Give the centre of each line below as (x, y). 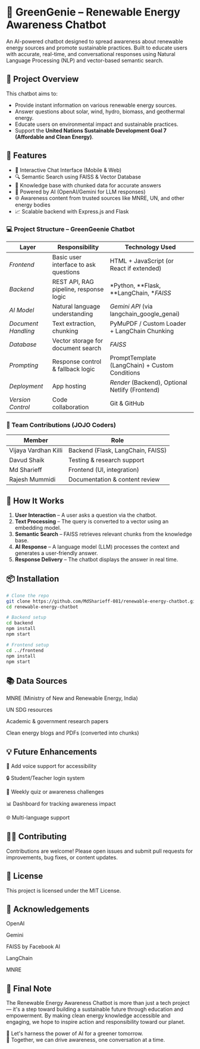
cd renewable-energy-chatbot (42, 607)
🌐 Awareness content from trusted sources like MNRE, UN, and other (99, 198)
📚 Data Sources (37, 681)
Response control (77, 362)
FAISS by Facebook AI (33, 947)
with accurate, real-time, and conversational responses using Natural (91, 54)
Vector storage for (78, 341)
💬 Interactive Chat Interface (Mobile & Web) (68, 170)
